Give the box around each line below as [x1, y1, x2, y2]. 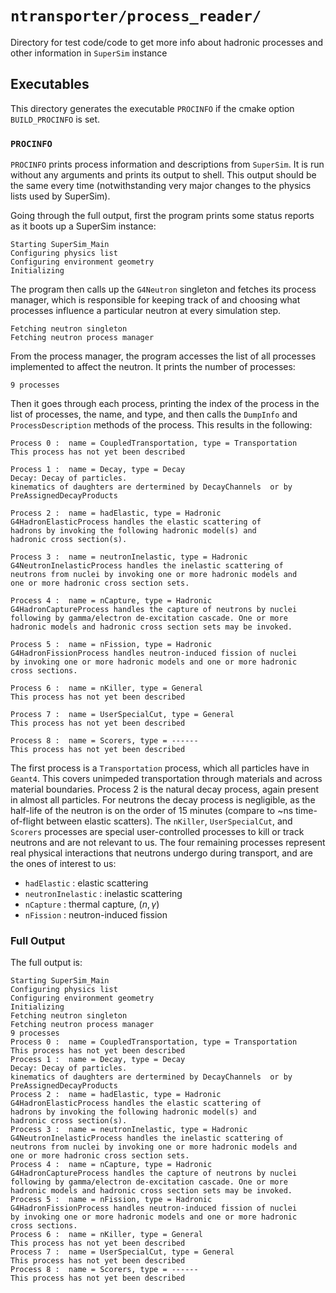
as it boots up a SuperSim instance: [10, 220, 157, 232]
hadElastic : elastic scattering [24, 877, 149, 889]
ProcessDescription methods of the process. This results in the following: [10, 419, 313, 431]
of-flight [10, 815, 45, 827]
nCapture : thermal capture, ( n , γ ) [24, 898, 160, 911]
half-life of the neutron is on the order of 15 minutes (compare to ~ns [10, 805, 294, 817]
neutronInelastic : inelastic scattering [24, 888, 183, 900]
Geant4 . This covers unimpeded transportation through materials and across [10, 773, 323, 785]
